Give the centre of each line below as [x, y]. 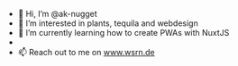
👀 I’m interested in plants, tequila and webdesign [108, 23]
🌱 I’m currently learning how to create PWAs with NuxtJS [124, 33]
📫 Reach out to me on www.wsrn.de [86, 52]
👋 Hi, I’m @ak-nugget [57, 14]
